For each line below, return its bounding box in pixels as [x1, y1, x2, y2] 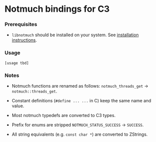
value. [11, 103, 25, 109]
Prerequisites [4, 21, 37, 28]
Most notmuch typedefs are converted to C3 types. [11, 113, 116, 118]
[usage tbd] [4, 60, 29, 66]
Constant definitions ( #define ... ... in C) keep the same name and [11, 98, 152, 104]
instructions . [11, 37, 37, 43]
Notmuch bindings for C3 [4, 3, 110, 15]
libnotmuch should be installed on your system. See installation [11, 32, 139, 38]
